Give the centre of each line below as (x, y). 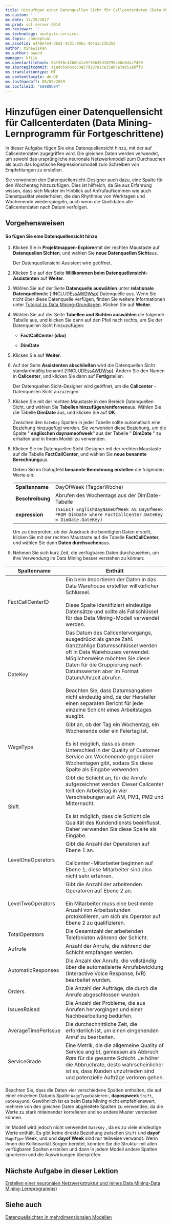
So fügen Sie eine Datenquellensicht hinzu (51, 236)
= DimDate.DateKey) (79, 520)
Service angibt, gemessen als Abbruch (112, 1052)
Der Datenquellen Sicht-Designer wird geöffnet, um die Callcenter (83, 386)
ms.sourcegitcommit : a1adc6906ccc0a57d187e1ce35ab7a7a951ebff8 (74, 67)
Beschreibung (33, 499)
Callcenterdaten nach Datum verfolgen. (47, 207)
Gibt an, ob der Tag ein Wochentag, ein (112, 724)
